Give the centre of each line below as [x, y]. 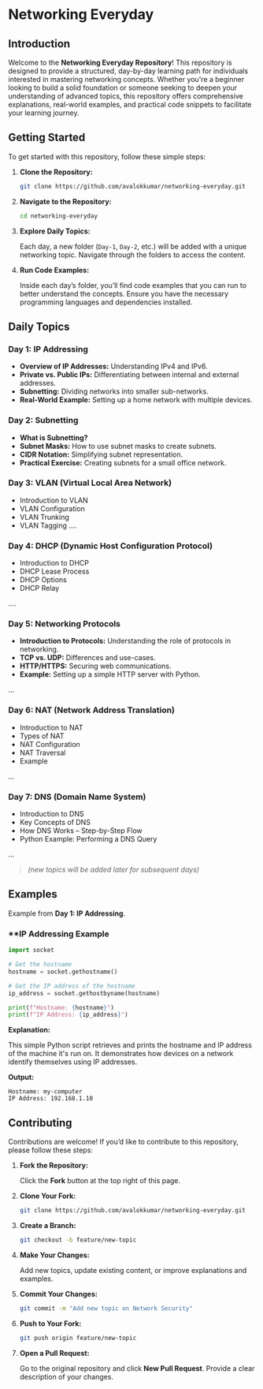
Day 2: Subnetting [43, 420]
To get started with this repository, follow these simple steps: [107, 156]
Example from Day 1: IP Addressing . [67, 913]
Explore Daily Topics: [55, 231]
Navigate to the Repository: [65, 201]
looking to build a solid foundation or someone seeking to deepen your [123, 88]
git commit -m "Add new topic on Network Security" [106, 1308]
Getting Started [47, 138]
